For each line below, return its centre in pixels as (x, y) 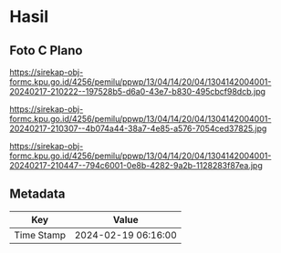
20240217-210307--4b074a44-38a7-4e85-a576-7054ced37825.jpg (138, 128)
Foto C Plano (46, 51)
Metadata (37, 194)
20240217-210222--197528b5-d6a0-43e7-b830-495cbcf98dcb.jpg (138, 91)
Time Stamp (40, 235)
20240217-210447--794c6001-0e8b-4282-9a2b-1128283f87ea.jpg (136, 165)
